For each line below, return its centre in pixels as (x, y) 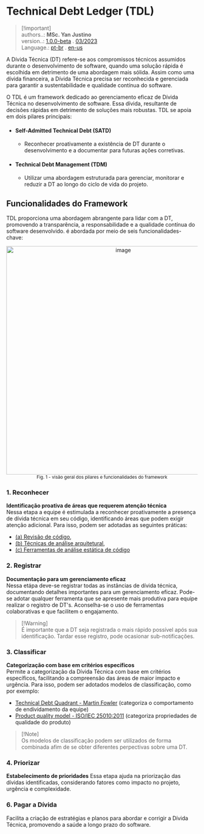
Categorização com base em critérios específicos (70, 665)
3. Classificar (26, 652)
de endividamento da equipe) (52, 709)
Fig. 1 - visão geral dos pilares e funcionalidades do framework (102, 477)
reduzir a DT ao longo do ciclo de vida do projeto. (86, 185)
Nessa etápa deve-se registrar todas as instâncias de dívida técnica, (92, 585)
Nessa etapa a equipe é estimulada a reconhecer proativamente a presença (101, 512)
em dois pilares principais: (39, 116)
